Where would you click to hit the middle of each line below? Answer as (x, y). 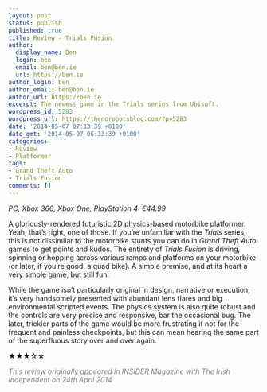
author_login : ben (39, 82)
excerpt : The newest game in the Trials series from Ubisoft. (114, 104)
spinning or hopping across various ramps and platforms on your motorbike (132, 257)
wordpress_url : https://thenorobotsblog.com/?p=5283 (98, 119)
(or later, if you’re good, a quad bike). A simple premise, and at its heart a (128, 266)
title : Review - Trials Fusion (60, 38)
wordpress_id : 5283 (41, 112)
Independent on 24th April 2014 (61, 379)
